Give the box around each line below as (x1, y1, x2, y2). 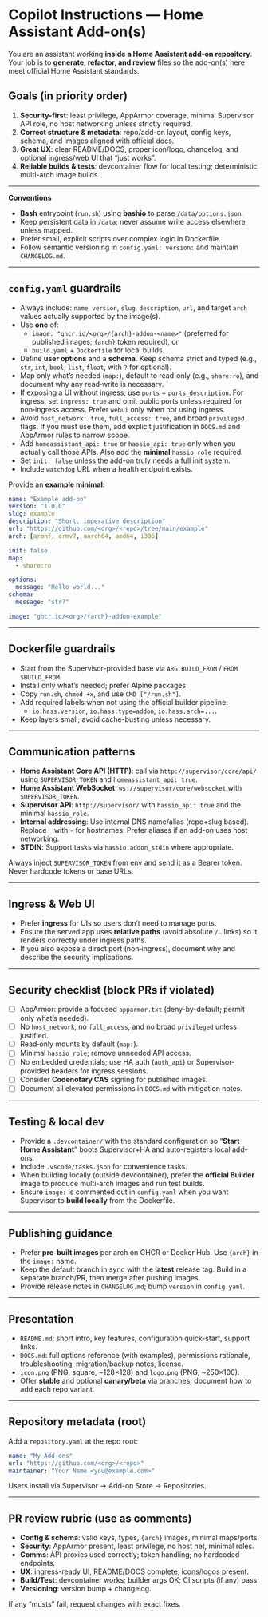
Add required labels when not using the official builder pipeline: (19, 697, 229, 707)
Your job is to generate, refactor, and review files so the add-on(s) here (8, 58, 246, 67)
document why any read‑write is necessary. (19, 379, 164, 388)
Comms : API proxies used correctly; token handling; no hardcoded (19, 1550, 240, 1559)
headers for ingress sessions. (51, 1066, 149, 1076)
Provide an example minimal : (8, 480, 105, 489)
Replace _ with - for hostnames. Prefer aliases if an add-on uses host (19, 826, 248, 835)
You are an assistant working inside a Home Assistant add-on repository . (8, 49, 253, 58)
